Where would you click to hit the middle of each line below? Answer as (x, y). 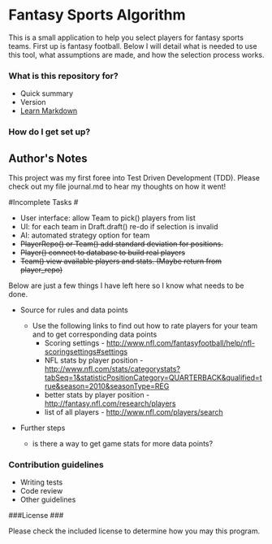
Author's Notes (48, 158)
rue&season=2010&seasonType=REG (107, 386)
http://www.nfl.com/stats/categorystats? (112, 368)
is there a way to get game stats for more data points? (123, 443)
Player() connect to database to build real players (102, 252)
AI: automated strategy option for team (85, 235)
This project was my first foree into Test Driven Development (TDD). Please (134, 177)
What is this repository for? (64, 76)
